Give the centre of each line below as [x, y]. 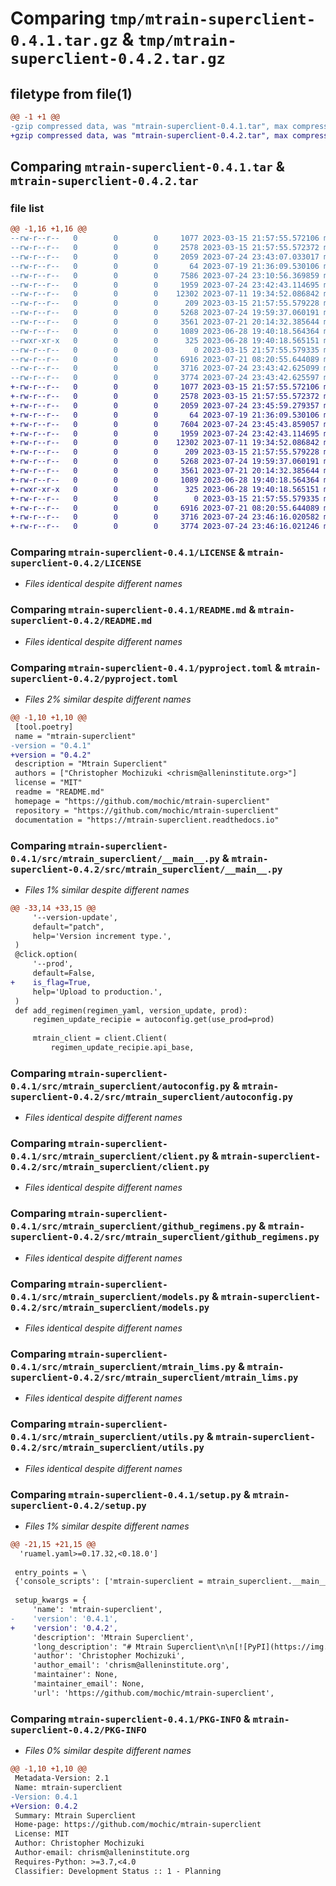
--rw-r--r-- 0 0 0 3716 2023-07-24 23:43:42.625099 [165, 368]
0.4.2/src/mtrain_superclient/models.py [110, 1307]
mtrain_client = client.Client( [100, 1038]
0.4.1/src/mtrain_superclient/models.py [110, 1296]
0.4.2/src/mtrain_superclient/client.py [110, 1167]
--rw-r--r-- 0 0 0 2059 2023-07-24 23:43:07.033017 [165, 257]
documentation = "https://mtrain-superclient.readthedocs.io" [147, 820]
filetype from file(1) [71, 93]
